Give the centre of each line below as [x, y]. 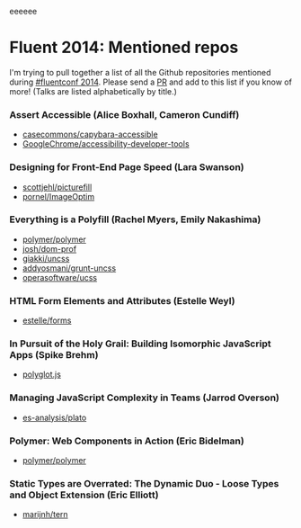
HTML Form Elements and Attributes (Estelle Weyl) [122, 300]
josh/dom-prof [49, 248]
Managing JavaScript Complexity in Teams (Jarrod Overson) [145, 398]
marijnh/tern [45, 515]
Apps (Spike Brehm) [54, 355]
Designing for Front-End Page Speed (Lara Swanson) [127, 167]
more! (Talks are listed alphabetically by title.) [93, 91]
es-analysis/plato [54, 417]
